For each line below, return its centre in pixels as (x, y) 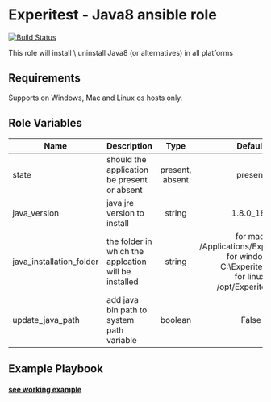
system (120, 320)
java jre (120, 203)
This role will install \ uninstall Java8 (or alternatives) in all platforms (121, 52)
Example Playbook (56, 368)
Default (251, 145)
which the (125, 251)
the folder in (129, 241)
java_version (35, 213)
